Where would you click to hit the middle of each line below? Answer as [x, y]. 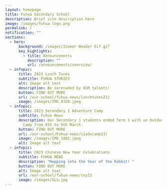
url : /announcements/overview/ [60, 65]
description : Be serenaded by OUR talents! [64, 88]
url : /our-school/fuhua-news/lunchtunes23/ [64, 97]
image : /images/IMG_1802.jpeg [49, 139]
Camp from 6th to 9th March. [53, 125]
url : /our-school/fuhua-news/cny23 [55, 175]
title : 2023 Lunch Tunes [44, 74]
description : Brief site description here [50, 19]
